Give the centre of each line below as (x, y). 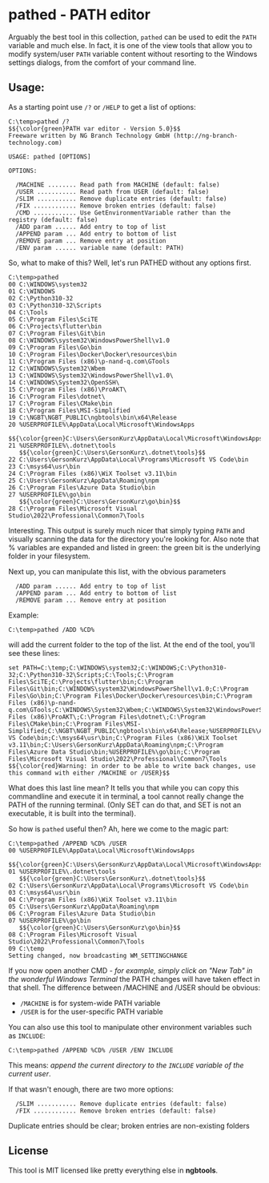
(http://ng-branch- (206, 135)
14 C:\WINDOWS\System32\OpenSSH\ (64, 382)
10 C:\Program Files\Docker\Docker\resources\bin (93, 354)
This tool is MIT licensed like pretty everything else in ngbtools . (113, 1170)
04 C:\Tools (28, 312)
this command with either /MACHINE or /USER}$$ (89, 773)
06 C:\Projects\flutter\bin (55, 326)
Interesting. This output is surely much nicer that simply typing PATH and (127, 530)
